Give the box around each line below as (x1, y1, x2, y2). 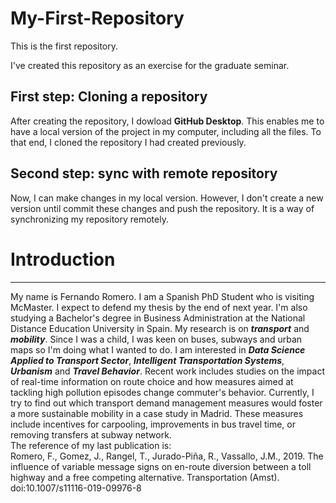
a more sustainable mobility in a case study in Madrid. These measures (10, 407, 304, 419)
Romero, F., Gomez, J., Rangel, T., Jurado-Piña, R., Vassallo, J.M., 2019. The (10, 450, 324, 462)
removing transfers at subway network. (10, 428, 172, 441)
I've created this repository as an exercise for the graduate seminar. (10, 59, 290, 71)
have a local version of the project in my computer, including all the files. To (10, 125, 322, 137)
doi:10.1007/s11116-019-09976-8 (10, 482, 142, 494)
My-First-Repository (10, 7, 185, 30)
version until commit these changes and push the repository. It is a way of (10, 202, 315, 214)
